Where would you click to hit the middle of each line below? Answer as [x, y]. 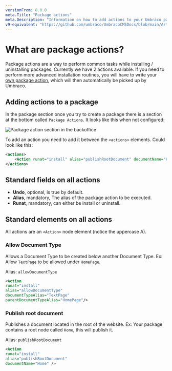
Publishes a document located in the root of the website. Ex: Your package [84, 324]
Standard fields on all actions [53, 180]
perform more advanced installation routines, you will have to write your [81, 75]
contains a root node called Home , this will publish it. [59, 330]
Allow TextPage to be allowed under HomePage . [53, 262]
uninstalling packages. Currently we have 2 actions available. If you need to [85, 69]
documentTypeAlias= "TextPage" [38, 296]
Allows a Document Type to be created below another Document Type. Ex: [84, 256]
